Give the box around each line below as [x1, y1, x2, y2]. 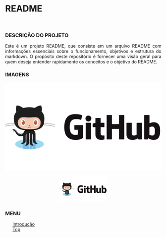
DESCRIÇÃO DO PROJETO [5, 32, 69, 39]
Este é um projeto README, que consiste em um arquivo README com [5, 43, 162, 49]
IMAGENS [5, 71, 29, 78]
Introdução [12, 221, 35, 227]
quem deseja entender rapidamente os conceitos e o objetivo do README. [5, 59, 158, 65]
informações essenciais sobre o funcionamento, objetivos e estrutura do [5, 48, 162, 55]
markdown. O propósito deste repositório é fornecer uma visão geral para [5, 54, 162, 59]
